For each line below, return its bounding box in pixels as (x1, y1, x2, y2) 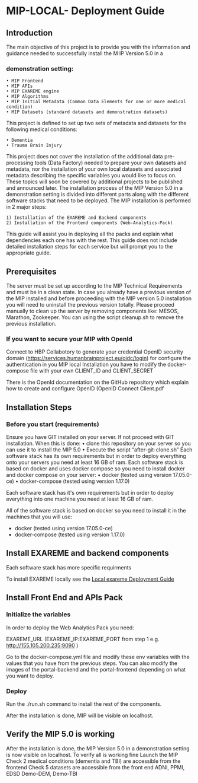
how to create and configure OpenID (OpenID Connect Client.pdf (6, 385, 164, 392)
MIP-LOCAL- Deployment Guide (6, 4, 165, 18)
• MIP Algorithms (6, 94, 49, 100)
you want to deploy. (6, 672, 54, 679)
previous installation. (6, 320, 57, 327)
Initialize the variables (6, 610, 71, 619)
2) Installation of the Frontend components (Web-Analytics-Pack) (6, 220, 173, 226)
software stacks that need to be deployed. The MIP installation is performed (6, 197, 191, 204)
